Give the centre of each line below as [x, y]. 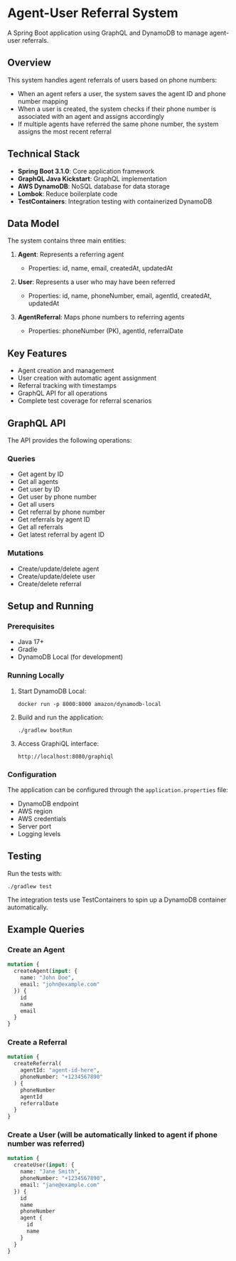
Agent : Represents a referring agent [71, 255]
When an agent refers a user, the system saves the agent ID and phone [122, 93]
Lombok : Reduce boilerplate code [68, 194]
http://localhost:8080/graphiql [65, 756]
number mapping [43, 101]
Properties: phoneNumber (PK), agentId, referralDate [106, 331]
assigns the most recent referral [64, 131]
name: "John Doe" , [47, 978]
